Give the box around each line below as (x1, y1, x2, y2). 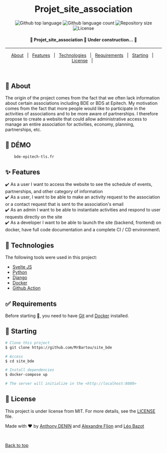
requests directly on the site (5, 214, 63, 220)
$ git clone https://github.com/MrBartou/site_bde (5, 345, 112, 350)
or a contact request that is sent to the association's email (5, 201, 124, 207)
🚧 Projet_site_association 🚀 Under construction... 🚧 (29, 36, 138, 43)
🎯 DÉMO (5, 141, 31, 150)
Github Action (12, 285, 41, 291)
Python (12, 270, 27, 275)
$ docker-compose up (5, 372, 48, 377)
